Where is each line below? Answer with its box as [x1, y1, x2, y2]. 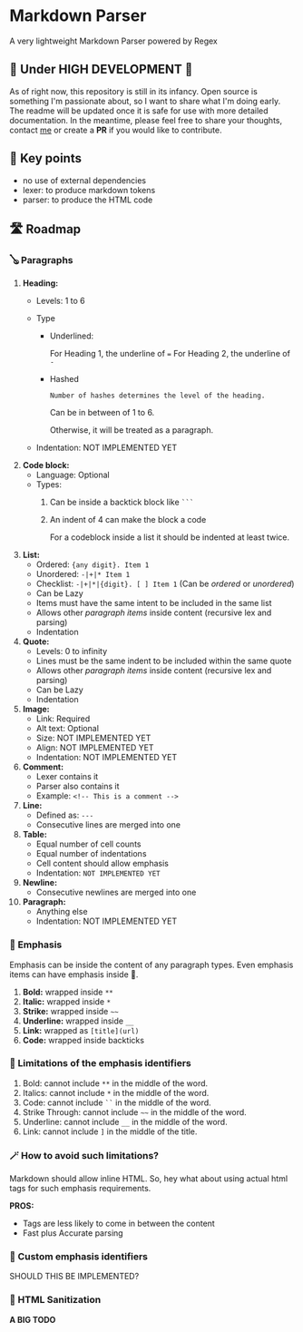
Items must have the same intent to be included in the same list [35, 598, 272, 609]
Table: [22, 829, 47, 840]
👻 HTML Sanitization [9, 1294, 102, 1307]
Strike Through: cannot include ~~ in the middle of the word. [22, 1106, 247, 1117]
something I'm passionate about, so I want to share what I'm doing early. [9, 95, 281, 106]
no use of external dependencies [22, 174, 147, 186]
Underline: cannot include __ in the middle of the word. [22, 1116, 229, 1127]
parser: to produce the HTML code [22, 194, 153, 205]
